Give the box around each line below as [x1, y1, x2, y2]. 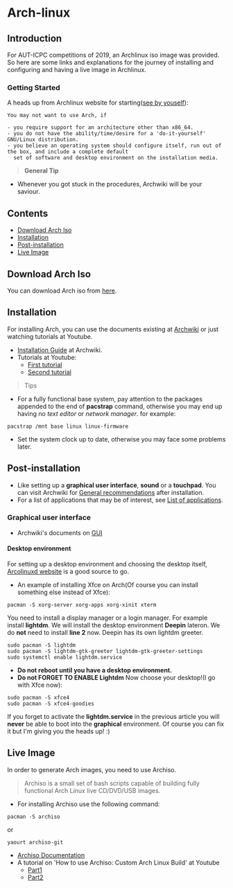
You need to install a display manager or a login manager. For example [7, 613, 208, 622]
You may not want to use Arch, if [7, 112, 107, 119]
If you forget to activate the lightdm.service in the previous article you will [7, 713, 220, 721]
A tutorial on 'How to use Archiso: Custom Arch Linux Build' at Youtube [17, 858, 220, 867]
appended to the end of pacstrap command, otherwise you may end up [17, 402, 223, 410]
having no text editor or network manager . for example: [17, 409, 176, 417]
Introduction [7, 33, 62, 44]
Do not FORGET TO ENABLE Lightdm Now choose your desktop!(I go [17, 674, 216, 682]
